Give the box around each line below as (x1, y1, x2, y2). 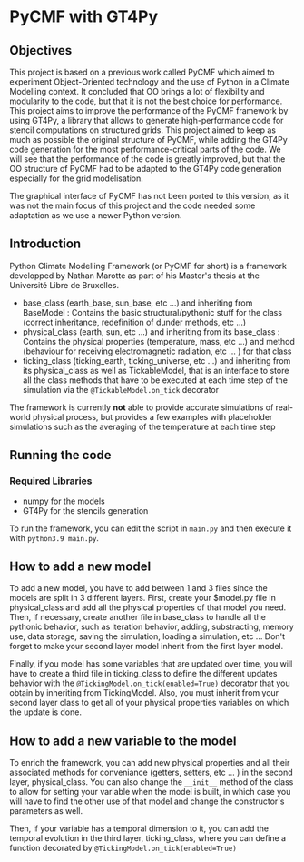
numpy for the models (22, 496, 106, 506)
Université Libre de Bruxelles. (9, 279, 120, 290)
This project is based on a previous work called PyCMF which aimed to (9, 66, 275, 77)
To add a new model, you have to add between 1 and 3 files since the (9, 583, 268, 594)
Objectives (9, 43, 73, 58)
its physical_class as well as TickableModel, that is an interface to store (22, 365, 289, 376)
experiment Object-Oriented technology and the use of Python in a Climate (9, 76, 290, 87)
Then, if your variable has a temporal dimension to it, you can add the (9, 823, 270, 834)
